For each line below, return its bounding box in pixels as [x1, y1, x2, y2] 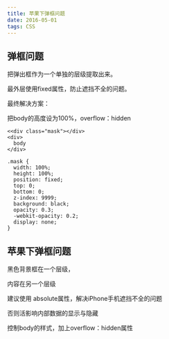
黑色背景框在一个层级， [7, 265, 74, 273]
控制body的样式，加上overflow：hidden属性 [7, 324, 134, 332]
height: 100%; [13, 170, 54, 177]
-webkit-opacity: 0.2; [13, 212, 79, 220]
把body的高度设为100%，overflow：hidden [7, 114, 132, 122]
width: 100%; [13, 164, 51, 172]
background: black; [13, 201, 70, 208]
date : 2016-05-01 [7, 17, 57, 24]
